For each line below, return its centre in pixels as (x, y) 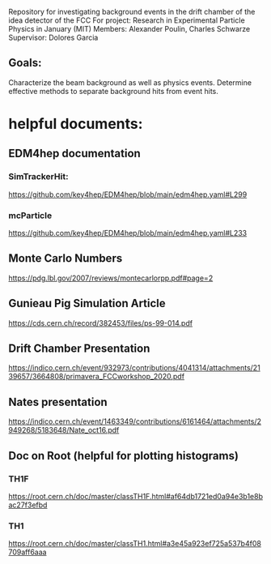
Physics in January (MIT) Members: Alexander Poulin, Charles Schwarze (129, 29)
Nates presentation (58, 402)
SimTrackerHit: (38, 177)
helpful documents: (76, 124)
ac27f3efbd (28, 505)
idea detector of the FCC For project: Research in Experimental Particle (127, 20)
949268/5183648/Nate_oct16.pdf (64, 430)
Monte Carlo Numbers (66, 258)
